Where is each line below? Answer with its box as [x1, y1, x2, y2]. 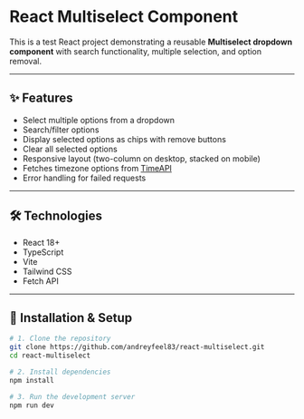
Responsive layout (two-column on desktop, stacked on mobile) [22, 152, 261, 164]
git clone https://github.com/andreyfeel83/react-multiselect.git [9, 343, 265, 352]
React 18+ [22, 237, 61, 248]
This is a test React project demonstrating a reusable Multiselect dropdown [9, 36, 292, 47]
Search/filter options [22, 124, 100, 135]
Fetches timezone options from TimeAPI [22, 162, 172, 173]
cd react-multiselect [9, 351, 91, 360]
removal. [9, 55, 43, 66]
